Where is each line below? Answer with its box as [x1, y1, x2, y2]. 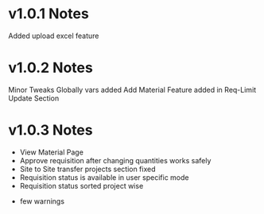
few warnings [19, 196, 65, 206]
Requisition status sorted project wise [19, 181, 144, 190]
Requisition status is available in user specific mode [19, 172, 189, 182]
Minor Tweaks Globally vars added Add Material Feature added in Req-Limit [8, 85, 257, 94]
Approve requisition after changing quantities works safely [19, 155, 212, 165]
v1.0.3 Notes [8, 121, 93, 139]
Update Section [8, 93, 60, 103]
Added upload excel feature [8, 31, 99, 40]
